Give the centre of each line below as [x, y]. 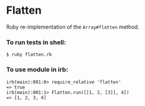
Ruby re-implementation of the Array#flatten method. [73, 27]
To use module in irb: [37, 70]
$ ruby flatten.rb [29, 55]
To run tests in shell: [36, 42]
